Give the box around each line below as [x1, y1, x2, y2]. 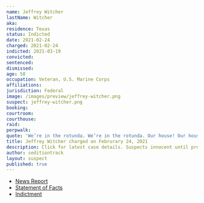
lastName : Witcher [6, 15, 53, 21]
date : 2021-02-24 [6, 37, 50, 43]
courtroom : [6, 110, 34, 116]
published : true [6, 161, 47, 167]
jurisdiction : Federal [6, 88, 64, 94]
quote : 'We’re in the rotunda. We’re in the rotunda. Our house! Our [6, 133, 186, 139]
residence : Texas [6, 25, 50, 32]
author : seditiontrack [6, 150, 64, 156]
